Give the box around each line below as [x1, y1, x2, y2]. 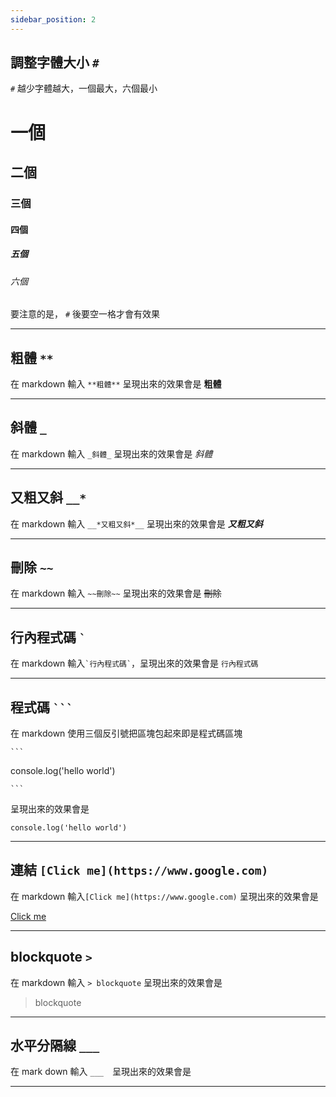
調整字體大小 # [10, 54, 100, 71]
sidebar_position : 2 [10, 14, 97, 25]
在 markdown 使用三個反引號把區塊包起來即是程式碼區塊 [10, 727, 243, 739]
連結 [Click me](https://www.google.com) [10, 862, 269, 879]
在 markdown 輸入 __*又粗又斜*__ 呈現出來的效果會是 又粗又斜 [10, 517, 263, 530]
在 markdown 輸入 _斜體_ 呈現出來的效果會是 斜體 [10, 447, 213, 460]
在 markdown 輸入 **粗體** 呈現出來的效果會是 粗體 [10, 377, 222, 390]
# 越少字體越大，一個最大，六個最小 [10, 82, 158, 95]
